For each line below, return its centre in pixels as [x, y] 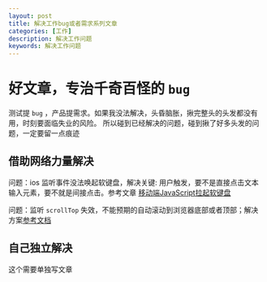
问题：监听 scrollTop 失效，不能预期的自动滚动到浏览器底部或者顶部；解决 [133, 210]
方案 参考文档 [30, 219]
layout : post [30, 16]
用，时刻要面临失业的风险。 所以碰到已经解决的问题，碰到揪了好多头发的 [130, 124]
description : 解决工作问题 [50, 39]
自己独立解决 [41, 248]
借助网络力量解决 [51, 161]
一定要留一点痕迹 [51, 133]
